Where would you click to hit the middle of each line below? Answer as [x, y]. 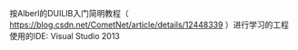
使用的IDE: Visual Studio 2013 [65, 36]
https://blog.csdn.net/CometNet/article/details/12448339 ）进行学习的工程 [149, 25]
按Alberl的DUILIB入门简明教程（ [69, 13]
